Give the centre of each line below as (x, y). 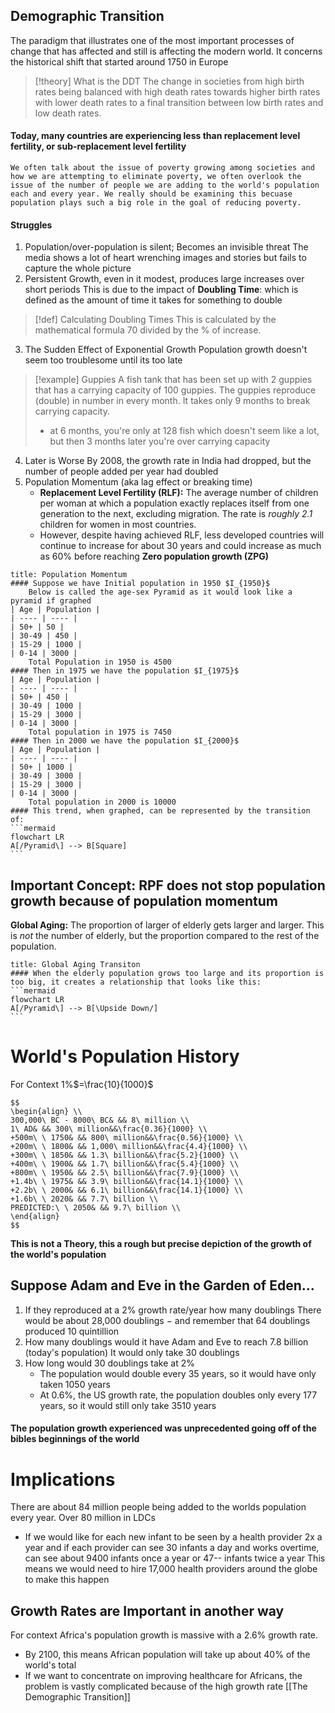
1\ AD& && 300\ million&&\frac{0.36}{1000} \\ (109, 1129)
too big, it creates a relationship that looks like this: (136, 982)
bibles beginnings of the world (75, 1439)
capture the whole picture (78, 268)
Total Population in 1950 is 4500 (100, 662)
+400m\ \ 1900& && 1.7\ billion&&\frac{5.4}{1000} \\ (125, 1164)
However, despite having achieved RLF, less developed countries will (182, 535)
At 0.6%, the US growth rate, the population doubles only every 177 (178, 1395)
